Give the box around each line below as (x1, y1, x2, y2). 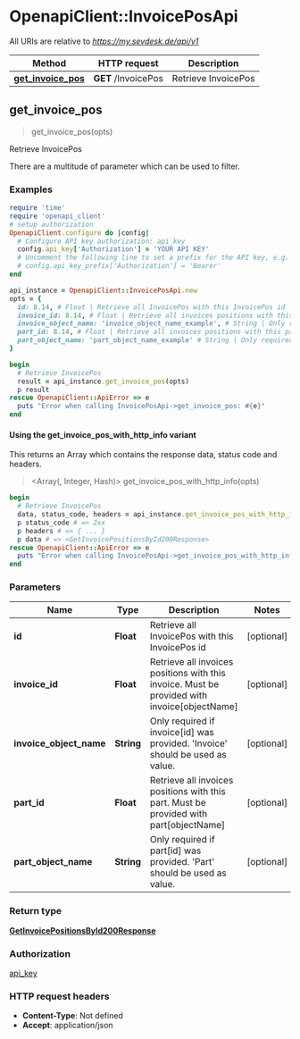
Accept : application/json (21, 1020, 113, 1031)
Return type (9, 905, 62, 918)
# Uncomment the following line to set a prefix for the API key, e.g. (17, 253, 290, 263)
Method (32, 56, 67, 69)
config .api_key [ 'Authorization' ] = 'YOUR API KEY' (17, 245, 210, 254)
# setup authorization (9, 220, 94, 229)
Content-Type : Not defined (21, 1010, 123, 1021)
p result (17, 385, 50, 394)
